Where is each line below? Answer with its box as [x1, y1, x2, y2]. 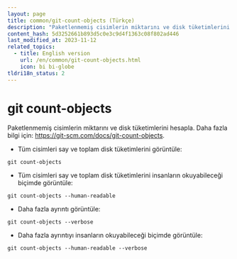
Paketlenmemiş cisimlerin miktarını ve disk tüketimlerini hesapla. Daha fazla [7, 123, 228, 132]
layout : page [7, 10, 46, 18]
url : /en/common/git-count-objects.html [20, 57, 141, 64]
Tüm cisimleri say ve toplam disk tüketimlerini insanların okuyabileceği [17, 171, 224, 180]
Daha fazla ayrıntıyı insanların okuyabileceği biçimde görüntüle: [17, 231, 203, 240]
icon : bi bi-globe [20, 63, 75, 70]
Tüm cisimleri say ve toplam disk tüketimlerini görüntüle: [17, 145, 182, 153]
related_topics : [7, 43, 55, 50]
